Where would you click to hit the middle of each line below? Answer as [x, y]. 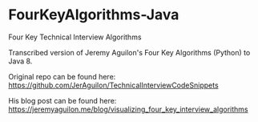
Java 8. [20, 61]
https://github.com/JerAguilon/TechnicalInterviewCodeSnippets [113, 85]
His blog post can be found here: [62, 100]
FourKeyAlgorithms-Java [94, 15]
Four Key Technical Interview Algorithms [75, 37]
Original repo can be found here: [62, 76]
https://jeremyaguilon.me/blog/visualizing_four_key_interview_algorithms [128, 109]
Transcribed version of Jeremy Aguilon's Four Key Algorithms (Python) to [129, 52]
